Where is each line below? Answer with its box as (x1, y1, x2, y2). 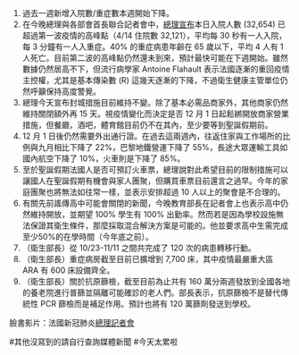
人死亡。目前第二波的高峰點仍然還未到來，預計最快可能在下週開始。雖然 (21, 53, 288, 63)
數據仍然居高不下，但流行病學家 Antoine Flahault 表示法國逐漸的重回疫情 (21, 63, 290, 74)
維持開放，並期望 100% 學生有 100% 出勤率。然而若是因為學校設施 (29, 209, 277, 219)
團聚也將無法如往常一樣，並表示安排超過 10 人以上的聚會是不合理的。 (29, 187, 286, 197)
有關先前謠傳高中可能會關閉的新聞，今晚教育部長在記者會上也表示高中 (21, 198, 281, 208)
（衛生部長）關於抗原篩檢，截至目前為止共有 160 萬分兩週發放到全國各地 (21, 276, 290, 286)
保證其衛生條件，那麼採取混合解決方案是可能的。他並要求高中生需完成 (29, 220, 288, 231)
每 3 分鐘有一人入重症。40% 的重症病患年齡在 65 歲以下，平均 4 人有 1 (21, 41, 284, 52)
